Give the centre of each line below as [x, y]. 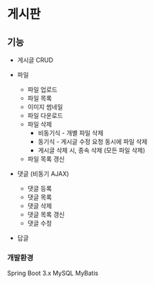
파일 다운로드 [45, 116]
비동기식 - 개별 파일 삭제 [70, 133]
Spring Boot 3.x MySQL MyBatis [53, 273]
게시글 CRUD [35, 60]
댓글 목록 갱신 [46, 215]
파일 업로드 [42, 90]
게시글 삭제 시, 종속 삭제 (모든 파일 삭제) [92, 150]
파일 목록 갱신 [46, 159]
